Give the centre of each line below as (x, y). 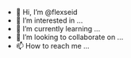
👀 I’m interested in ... (49, 20)
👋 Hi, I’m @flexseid (46, 12)
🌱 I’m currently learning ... (58, 29)
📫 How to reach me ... (52, 46)
